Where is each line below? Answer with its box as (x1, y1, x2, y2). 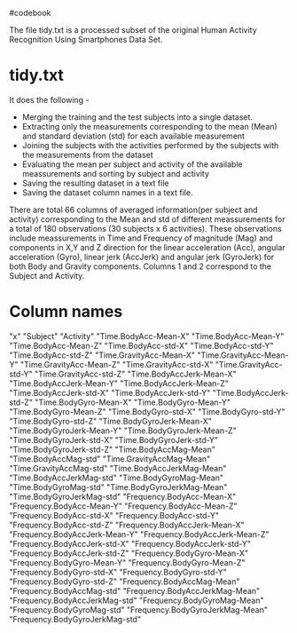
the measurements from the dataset (21, 149, 153, 160)
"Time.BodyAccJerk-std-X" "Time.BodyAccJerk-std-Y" (9, 387, 211, 398)
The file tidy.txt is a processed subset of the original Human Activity (9, 25, 257, 35)
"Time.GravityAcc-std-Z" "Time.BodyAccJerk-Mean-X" (34, 368, 237, 379)
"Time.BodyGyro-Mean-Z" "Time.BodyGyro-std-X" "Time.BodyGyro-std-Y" (9, 406, 285, 416)
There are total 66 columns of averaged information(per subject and (9, 204, 258, 215)
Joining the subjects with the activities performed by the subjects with (21, 139, 279, 150)
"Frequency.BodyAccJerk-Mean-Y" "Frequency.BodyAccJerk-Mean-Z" (9, 528, 270, 540)
